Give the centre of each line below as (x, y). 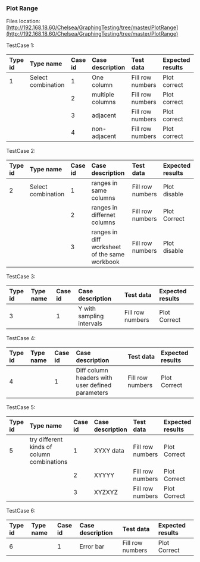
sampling (91, 316)
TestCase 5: (21, 407)
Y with (87, 309)
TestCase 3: (21, 277)
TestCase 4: (21, 338)
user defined (94, 385)
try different (46, 439)
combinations (49, 462)
